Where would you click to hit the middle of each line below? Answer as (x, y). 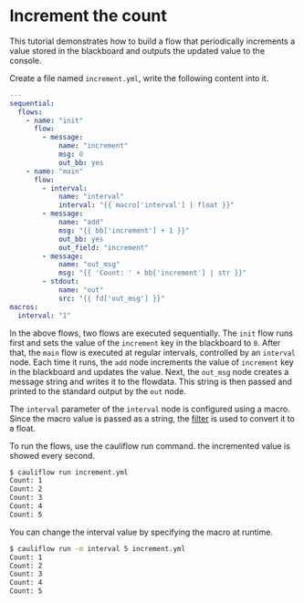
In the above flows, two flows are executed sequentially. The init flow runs (152, 333)
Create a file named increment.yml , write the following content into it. (139, 78)
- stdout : (61, 282)
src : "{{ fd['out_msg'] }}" (112, 298)
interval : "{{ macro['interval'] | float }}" (146, 205)
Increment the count (88, 16)
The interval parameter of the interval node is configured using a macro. (150, 409)
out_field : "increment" (103, 247)
